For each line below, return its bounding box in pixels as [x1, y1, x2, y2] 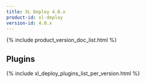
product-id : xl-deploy [6, 14, 63, 20]
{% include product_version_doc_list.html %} [6, 37, 117, 44]
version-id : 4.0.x [6, 20, 52, 26]
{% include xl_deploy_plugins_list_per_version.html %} [6, 70, 140, 77]
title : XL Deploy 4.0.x [6, 8, 66, 15]
